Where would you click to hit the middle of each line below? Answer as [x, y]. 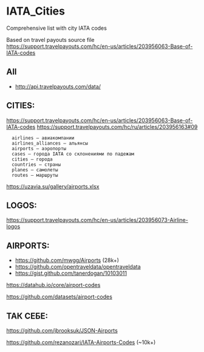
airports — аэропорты [39, 148]
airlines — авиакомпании [43, 138]
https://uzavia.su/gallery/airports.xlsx [53, 186]
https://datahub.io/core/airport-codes [53, 285]
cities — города [32, 159]
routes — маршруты [35, 175]
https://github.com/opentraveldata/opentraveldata [78, 267]
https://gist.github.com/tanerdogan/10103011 [71, 273]
